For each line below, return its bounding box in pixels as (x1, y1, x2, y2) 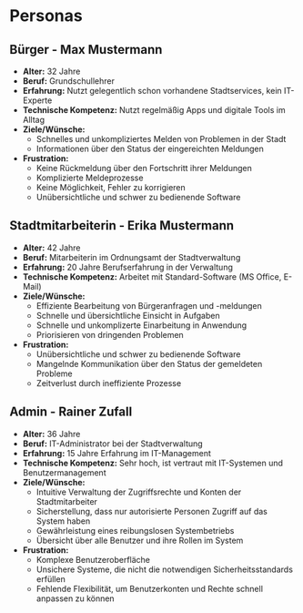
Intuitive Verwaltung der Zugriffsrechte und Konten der (35, 486, 242, 497)
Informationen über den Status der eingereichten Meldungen (35, 143, 264, 154)
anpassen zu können (35, 593, 116, 604)
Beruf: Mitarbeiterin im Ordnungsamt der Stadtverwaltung (22, 251, 241, 262)
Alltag (22, 115, 45, 125)
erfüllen (35, 573, 66, 584)
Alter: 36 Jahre (22, 428, 81, 439)
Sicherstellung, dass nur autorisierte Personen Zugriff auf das (35, 506, 268, 516)
